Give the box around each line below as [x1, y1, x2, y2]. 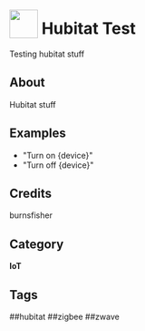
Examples [9, 126, 66, 141]
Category [9, 236, 64, 252]
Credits [9, 185, 53, 201]
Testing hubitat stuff [9, 48, 84, 59]
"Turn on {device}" [22, 150, 93, 160]
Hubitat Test [41, 18, 136, 39]
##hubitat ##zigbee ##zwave [9, 311, 120, 322]
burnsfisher [9, 210, 53, 221]
